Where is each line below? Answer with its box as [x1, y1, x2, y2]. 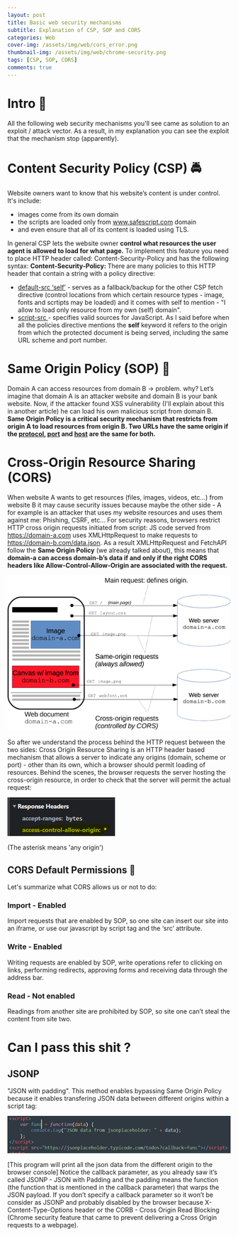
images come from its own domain [17, 210, 119, 218]
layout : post [7, 11, 46, 18]
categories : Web [7, 34, 55, 41]
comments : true [7, 64, 52, 71]
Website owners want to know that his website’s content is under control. [7, 188, 221, 197]
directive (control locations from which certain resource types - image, [17, 290, 225, 299]
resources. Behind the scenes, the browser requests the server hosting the [7, 768, 227, 777]
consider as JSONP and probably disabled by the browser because [7, 1198, 204, 1206]
